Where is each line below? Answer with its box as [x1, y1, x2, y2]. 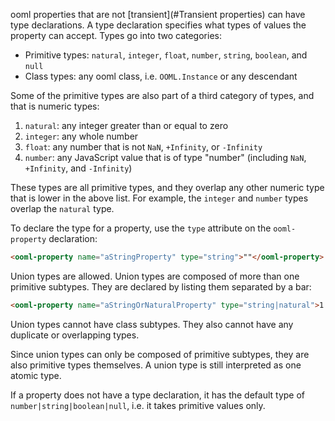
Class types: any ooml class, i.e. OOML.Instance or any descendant [24, 70, 298, 82]
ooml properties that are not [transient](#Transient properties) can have [10, 9, 306, 20]
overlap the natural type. [10, 203, 115, 214]
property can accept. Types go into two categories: [10, 30, 222, 41]
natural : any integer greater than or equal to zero [24, 120, 229, 131]
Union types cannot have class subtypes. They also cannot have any [10, 318, 294, 330]
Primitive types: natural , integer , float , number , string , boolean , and [24, 49, 308, 61]
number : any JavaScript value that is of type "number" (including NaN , [24, 152, 307, 163]
